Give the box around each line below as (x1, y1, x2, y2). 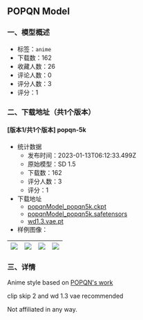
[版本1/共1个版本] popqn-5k (7, 126, 86, 134)
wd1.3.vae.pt (27, 217, 64, 225)
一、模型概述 (7, 28, 50, 37)
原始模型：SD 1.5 (27, 160, 76, 168)
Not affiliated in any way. (7, 305, 78, 314)
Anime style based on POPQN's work (7, 278, 113, 287)
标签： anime (17, 44, 52, 53)
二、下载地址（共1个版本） (7, 107, 95, 117)
